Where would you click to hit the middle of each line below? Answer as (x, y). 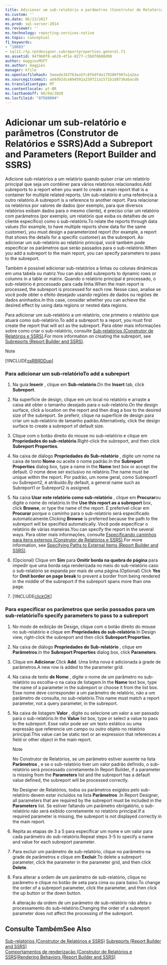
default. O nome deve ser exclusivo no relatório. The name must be (81, 472)
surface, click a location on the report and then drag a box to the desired (87, 410)
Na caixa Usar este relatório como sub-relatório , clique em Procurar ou (86, 498)
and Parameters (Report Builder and (81, 155)
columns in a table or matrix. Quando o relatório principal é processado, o (81, 279)
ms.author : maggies (25, 65)
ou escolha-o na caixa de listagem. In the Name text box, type (94, 682)
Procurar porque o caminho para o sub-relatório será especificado (81, 513)
